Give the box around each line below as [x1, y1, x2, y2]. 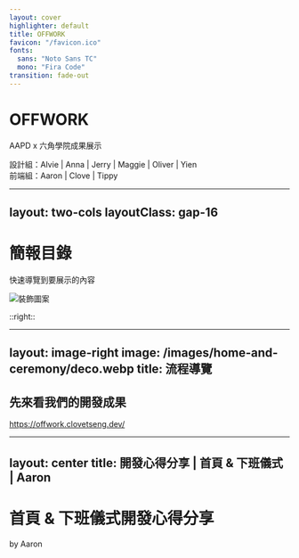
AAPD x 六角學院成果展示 [9, 140, 102, 151]
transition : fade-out [9, 71, 90, 80]
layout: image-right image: [9, 345, 161, 361]
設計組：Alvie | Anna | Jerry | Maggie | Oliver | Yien [9, 159, 198, 169]
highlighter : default [9, 21, 90, 30]
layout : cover [9, 12, 62, 22]
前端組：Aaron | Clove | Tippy [9, 170, 118, 181]
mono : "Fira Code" [17, 63, 86, 72]
